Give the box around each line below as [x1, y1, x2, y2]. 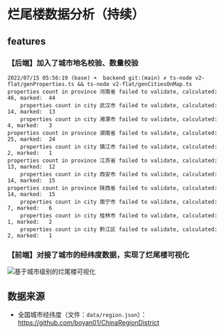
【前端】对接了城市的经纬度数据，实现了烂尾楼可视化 [7, 249, 190, 259]
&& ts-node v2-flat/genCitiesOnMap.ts [77, 80, 193, 87]
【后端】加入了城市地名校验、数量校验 [7, 58, 139, 68]
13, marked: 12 [7, 163, 55, 171]
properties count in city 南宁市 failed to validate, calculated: [20, 198, 218, 205]
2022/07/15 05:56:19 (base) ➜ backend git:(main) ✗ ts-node [7, 74, 193, 82]
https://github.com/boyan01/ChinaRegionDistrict [17, 318, 160, 327]
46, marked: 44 [7, 94, 55, 102]
